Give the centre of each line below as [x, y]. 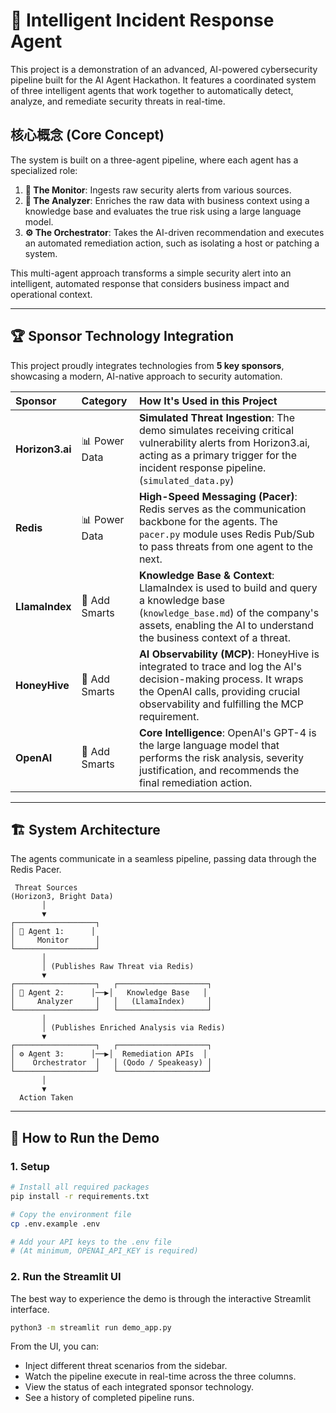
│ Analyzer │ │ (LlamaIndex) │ [111, 1002]
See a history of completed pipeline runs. [109, 1398]
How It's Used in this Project [208, 401]
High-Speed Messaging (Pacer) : [218, 496]
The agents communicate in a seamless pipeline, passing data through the [163, 859]
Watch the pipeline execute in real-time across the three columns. [160, 1376]
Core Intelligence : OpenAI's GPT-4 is [227, 732]
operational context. [51, 294]
